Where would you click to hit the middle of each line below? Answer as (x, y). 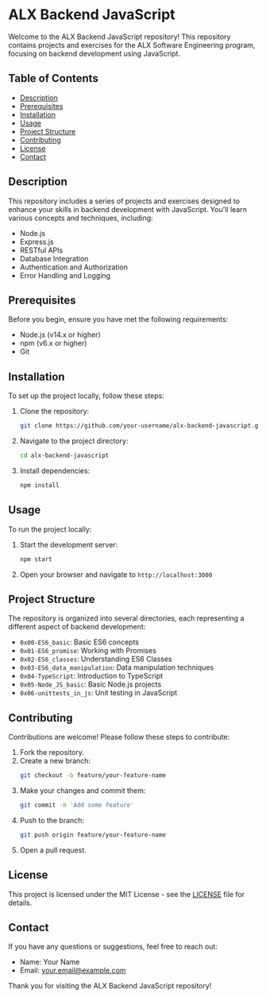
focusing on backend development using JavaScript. (94, 53)
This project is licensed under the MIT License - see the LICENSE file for (126, 894)
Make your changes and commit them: (83, 791)
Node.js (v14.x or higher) (60, 335)
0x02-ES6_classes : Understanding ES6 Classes (96, 659)
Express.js (37, 242)
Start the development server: (69, 544)
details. (20, 903)
